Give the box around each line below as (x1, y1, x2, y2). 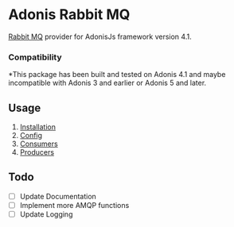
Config (19, 131, 42, 140)
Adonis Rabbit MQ (8, 6, 131, 24)
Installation (19, 122, 57, 132)
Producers (19, 148, 54, 157)
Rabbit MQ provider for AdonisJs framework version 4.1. (8, 32, 193, 41)
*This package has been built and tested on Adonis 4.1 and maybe (8, 70, 226, 79)
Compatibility (8, 52, 62, 63)
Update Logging (19, 209, 73, 219)
